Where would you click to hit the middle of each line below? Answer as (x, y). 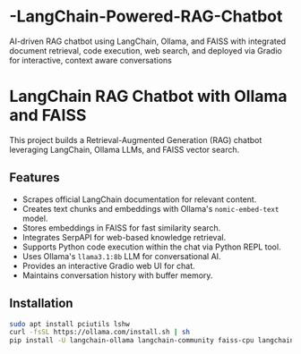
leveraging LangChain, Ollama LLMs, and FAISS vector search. (125, 149)
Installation (41, 303)
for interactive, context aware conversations (90, 60)
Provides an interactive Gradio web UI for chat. (108, 265)
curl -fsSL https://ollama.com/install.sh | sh (100, 333)
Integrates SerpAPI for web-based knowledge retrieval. (124, 237)
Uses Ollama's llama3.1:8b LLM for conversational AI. (121, 256)
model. (35, 218)
